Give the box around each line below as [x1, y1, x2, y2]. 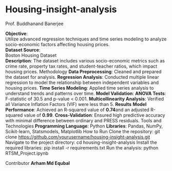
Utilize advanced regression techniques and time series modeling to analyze [5, 36, 167, 42]
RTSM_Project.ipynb [5, 150, 49, 156]
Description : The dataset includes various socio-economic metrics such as [5, 57, 165, 63]
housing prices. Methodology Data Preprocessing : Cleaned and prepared [5, 68, 162, 75]
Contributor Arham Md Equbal [5, 160, 70, 166]
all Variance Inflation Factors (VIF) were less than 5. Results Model [5, 101, 147, 107]
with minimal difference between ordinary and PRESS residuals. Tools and [5, 117, 162, 123]
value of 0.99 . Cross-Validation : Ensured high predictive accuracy [24, 112, 165, 118]
